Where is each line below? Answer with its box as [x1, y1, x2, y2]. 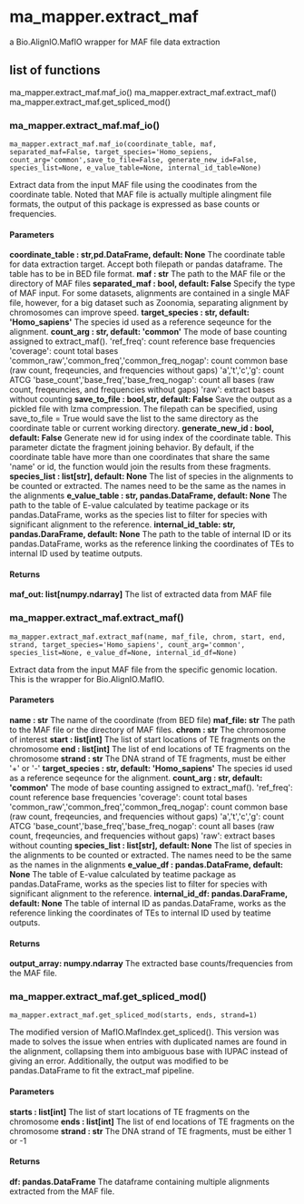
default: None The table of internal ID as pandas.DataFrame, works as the [9, 897, 287, 908]
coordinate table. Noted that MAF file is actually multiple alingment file [9, 189, 272, 201]
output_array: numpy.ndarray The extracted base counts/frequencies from [9, 958, 293, 969]
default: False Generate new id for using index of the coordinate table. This [9, 433, 292, 444]
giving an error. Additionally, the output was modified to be [9, 1055, 229, 1067]
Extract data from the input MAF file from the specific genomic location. [9, 664, 279, 675]
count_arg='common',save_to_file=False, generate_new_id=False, [9, 156, 258, 165]
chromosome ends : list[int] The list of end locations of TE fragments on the [9, 1116, 295, 1127]
